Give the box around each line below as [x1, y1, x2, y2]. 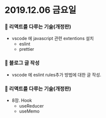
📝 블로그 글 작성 [4, 60, 40, 67]
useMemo [19, 108, 40, 114]
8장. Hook [11, 97, 33, 104]
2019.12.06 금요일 [4, 4, 76, 16]
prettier [19, 46, 35, 52]
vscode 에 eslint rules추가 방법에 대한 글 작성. [11, 72, 102, 78]
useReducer [19, 103, 44, 109]
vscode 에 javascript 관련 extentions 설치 [11, 36, 94, 41]
